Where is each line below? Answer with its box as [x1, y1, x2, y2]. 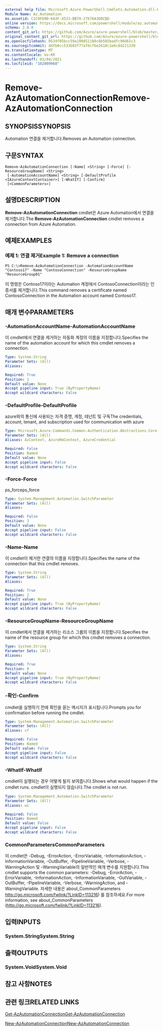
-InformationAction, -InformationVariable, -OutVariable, [33, 875, 144, 881]
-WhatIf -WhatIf [5, 766, 42, 773]
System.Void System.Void [5, 963, 67, 970]
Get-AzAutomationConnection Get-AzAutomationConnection [5, 1011, 125, 1017]
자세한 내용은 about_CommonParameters [40, 886, 121, 892]
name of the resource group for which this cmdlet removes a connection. [5, 635, 151, 640]
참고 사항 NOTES [5, 980, 52, 988]
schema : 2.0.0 [5, 25, 34, 30]
